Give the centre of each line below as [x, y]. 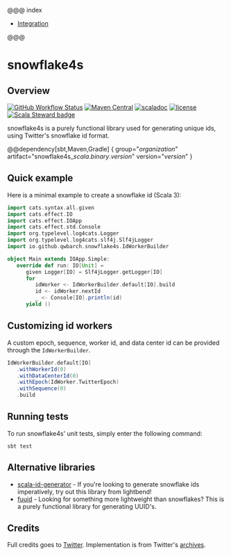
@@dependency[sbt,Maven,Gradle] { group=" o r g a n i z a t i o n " [93, 149]
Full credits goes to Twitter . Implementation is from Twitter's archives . [106, 545]
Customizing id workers [60, 326]
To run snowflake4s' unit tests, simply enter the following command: [105, 433]
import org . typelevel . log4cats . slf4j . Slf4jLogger [80, 240]
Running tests [38, 417]
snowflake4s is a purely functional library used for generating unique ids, [112, 128]
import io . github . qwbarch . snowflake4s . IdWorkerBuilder [88, 247]
